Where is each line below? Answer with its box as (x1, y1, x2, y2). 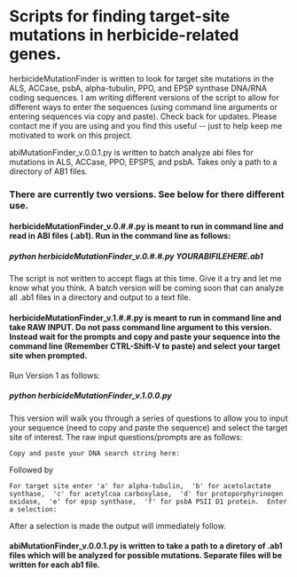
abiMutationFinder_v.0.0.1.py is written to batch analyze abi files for (9, 146, 254, 157)
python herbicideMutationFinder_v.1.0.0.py (9, 391, 172, 401)
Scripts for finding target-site (9, 6, 231, 27)
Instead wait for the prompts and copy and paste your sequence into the (9, 331, 281, 343)
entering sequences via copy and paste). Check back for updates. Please (9, 111, 277, 122)
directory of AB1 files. (9, 166, 88, 177)
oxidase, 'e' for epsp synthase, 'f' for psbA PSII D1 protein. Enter (9, 497, 288, 506)
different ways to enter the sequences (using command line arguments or (9, 101, 277, 112)
